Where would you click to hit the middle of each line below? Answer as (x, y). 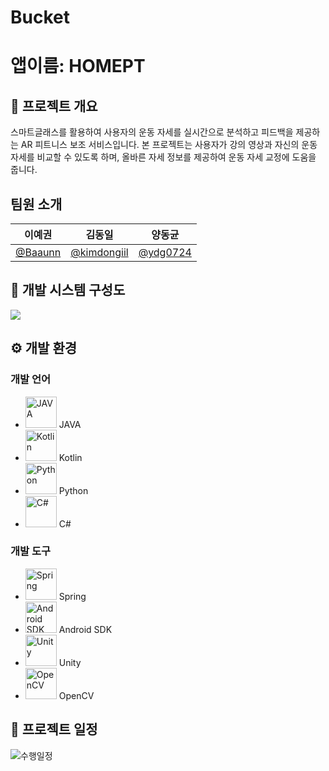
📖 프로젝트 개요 (54, 106)
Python (73, 490)
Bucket (40, 17)
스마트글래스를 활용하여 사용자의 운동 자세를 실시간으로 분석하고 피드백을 (152, 132)
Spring (72, 596)
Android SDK (85, 629)
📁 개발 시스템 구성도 (68, 290)
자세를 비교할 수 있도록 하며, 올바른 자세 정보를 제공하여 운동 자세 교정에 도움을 (163, 157)
